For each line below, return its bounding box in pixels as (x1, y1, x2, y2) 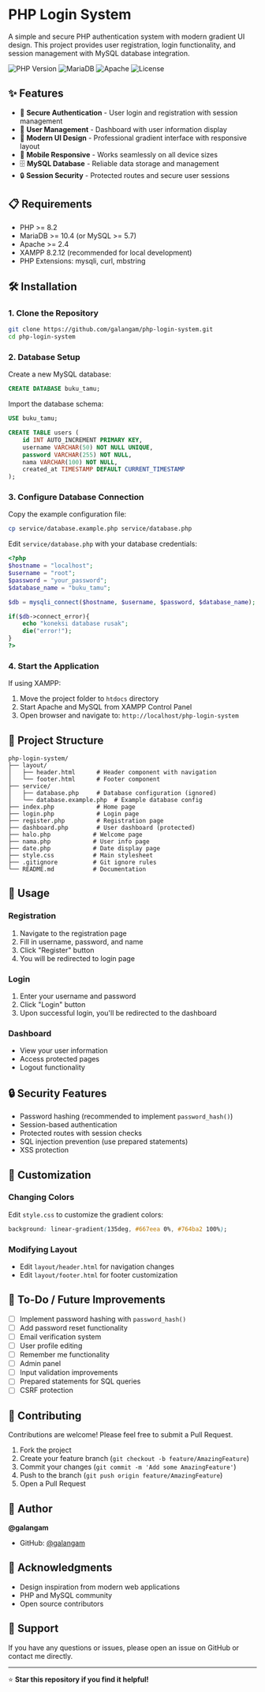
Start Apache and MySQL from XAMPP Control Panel (19, 702, 192, 712)
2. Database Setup (8, 351, 80, 362)
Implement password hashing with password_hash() (19, 1314, 187, 1323)
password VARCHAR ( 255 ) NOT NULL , (22, 451, 132, 459)
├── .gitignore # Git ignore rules (8, 858, 157, 867)
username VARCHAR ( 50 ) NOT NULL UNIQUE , (22, 443, 154, 452)
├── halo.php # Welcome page (8, 831, 144, 839)
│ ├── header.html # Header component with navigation (8, 769, 217, 777)
